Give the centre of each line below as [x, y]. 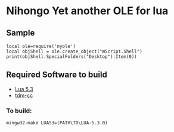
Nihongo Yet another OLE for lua [87, 11]
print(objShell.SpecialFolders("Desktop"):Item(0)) [72, 57]
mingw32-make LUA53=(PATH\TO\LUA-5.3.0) [57, 123]
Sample [21, 33]
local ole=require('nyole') [41, 46]
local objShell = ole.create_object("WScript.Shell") [74, 51]
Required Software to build [57, 75]
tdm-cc [24, 95]
